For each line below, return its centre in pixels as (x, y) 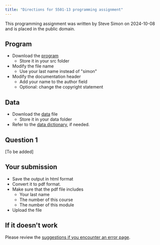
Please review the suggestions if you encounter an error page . (68, 237)
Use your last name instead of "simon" (58, 71)
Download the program (35, 56)
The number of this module (47, 205)
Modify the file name (33, 66)
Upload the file (27, 210)
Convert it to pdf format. (36, 184)
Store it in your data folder (46, 119)
